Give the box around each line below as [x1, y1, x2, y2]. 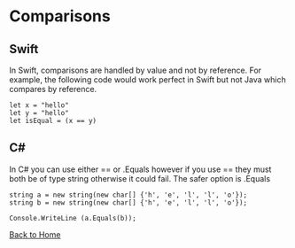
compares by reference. [9, 84, 97, 94]
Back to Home [9, 229, 61, 240]
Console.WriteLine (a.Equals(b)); [9, 213, 137, 222]
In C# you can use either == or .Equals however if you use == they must [9, 164, 272, 174]
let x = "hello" [9, 101, 69, 110]
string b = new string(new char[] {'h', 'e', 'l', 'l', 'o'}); [9, 198, 248, 207]
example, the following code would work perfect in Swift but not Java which [9, 74, 286, 85]
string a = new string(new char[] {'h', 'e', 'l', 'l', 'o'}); [9, 190, 248, 199]
